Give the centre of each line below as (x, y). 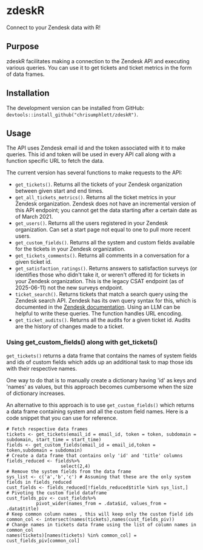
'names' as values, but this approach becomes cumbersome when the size (100, 387)
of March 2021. (34, 217)
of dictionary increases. (36, 393)
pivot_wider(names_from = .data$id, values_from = (101, 503)
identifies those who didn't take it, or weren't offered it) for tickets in (100, 275)
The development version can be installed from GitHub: (75, 108)
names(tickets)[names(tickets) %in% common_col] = (72, 535)
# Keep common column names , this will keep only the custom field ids (100, 514)
